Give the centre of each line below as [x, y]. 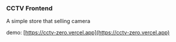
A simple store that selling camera [48, 21]
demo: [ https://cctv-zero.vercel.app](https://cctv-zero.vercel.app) [88, 33]
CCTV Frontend [29, 8]
